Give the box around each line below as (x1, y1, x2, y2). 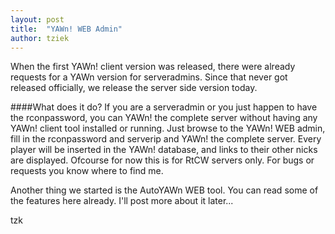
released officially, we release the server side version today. (10, 82, 258, 94)
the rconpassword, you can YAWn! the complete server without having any (10, 112, 318, 124)
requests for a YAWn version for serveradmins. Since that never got (10, 71, 288, 83)
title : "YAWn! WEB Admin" (10, 24, 123, 34)
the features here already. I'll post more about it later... (10, 195, 234, 207)
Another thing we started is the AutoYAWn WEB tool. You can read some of (10, 184, 319, 196)
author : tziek (10, 33, 70, 43)
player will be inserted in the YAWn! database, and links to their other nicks (10, 144, 318, 156)
